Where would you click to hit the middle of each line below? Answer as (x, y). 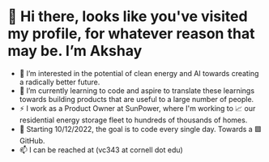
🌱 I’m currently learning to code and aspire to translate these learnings (137, 90)
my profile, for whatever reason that (131, 34)
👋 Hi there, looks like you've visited (128, 17)
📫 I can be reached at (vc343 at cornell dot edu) (101, 150)
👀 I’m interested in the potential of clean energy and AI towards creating (139, 73)
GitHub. (32, 140)
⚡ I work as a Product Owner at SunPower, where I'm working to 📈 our (137, 108)
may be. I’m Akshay (75, 51)
